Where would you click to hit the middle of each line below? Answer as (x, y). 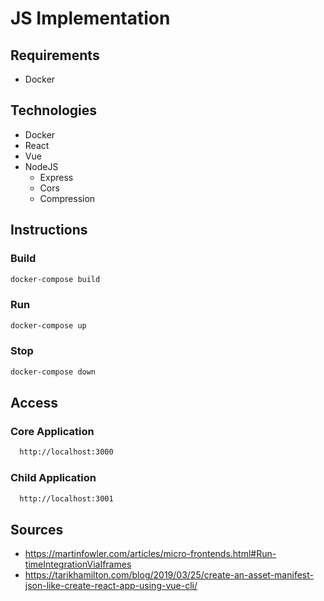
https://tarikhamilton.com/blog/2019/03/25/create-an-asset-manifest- (169, 575)
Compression (67, 198)
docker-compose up (48, 325)
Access (34, 403)
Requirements (55, 55)
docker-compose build (55, 279)
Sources (37, 529)
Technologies (54, 110)
